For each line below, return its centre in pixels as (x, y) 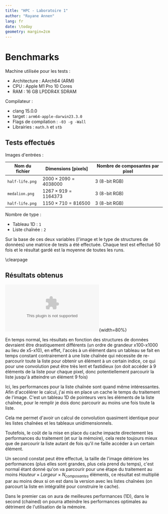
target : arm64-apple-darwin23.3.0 (47, 116)
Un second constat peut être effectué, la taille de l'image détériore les (77, 459)
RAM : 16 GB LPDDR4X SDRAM (44, 92)
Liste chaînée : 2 (29, 229)
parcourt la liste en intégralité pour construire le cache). (62, 486)
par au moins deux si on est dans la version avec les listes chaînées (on (79, 481)
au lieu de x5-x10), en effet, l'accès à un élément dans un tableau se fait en (82, 350)
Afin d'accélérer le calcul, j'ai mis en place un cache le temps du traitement (82, 392)
